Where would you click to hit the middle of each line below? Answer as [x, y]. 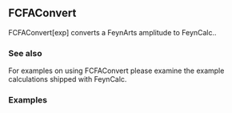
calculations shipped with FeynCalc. [68, 79]
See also [25, 53]
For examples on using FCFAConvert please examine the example [116, 71]
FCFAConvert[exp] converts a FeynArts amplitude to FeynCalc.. [113, 32]
